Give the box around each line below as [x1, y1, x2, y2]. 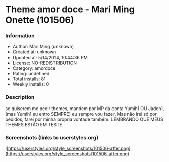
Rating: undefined [12, 71, 50, 77]
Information [5, 32, 35, 39]
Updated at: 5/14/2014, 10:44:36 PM [12, 55, 88, 61]
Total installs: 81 [12, 76, 46, 82]
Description [5, 94, 35, 101]
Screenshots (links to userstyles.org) [5, 134, 99, 141]
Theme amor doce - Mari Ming [5, 4, 135, 15]
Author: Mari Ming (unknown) [12, 44, 74, 50]
